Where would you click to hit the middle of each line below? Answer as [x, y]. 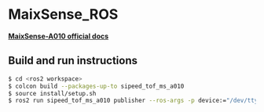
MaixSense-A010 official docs [59, 36]
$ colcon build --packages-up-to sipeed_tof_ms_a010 [96, 86]
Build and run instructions [73, 61]
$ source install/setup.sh [52, 93]
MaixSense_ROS [63, 14]
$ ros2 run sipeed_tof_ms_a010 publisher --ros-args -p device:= [117, 101]
